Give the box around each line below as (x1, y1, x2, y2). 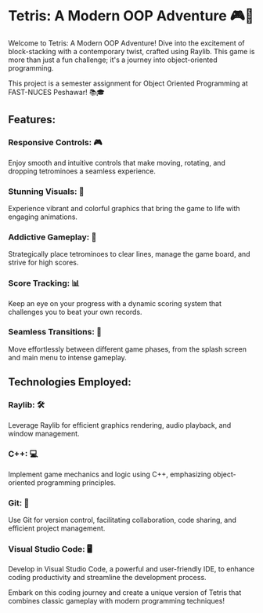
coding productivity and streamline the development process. (8, 573, 207, 582)
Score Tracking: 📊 (8, 278, 81, 289)
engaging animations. (8, 212, 78, 221)
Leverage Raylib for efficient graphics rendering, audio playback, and (8, 420, 232, 429)
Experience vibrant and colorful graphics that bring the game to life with (8, 203, 240, 213)
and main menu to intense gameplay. (8, 352, 127, 362)
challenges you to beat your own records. (8, 307, 142, 316)
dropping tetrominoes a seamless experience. (8, 166, 157, 176)
